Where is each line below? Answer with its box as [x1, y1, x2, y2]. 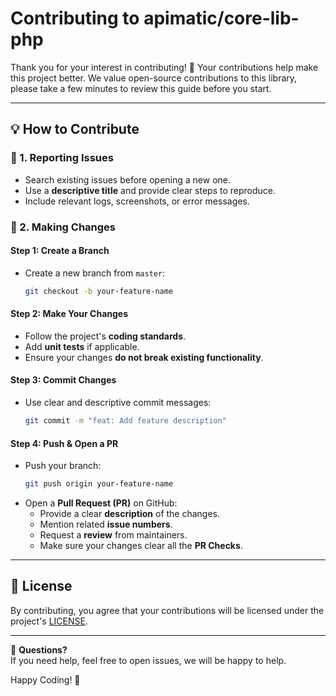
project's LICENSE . [10, 615, 88, 627]
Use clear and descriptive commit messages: [24, 397, 212, 409]
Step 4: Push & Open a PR [10, 437, 119, 449]
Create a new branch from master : [24, 267, 166, 279]
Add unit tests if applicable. [24, 340, 140, 352]
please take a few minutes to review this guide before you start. [10, 82, 272, 94]
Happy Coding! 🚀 [10, 673, 81, 686]
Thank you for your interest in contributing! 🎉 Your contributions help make [10, 61, 319, 73]
